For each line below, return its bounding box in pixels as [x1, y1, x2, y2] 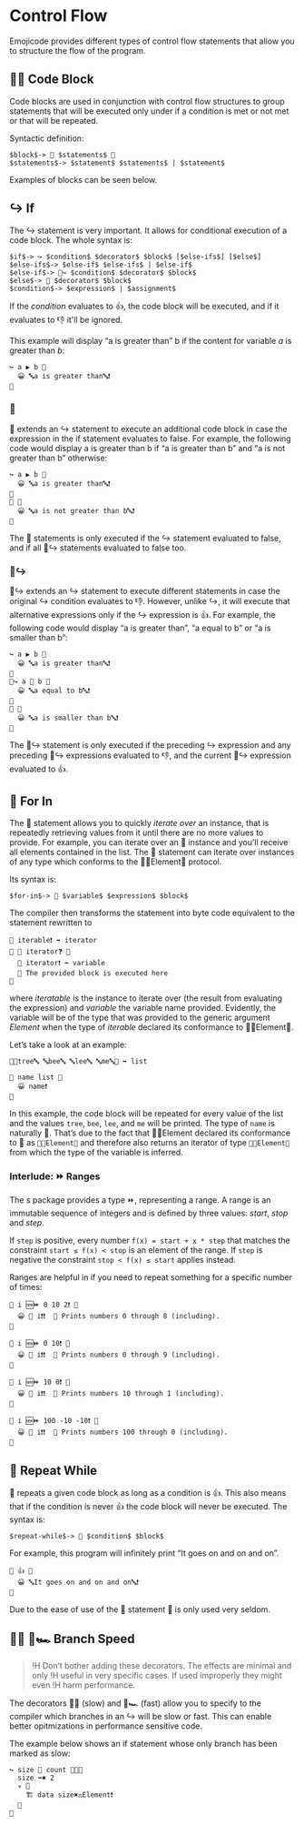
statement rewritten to [9, 916, 93, 928]
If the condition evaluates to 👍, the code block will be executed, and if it [9, 300, 279, 311]
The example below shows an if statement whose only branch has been [9, 1738, 279, 1749]
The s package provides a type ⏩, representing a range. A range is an [9, 1195, 271, 1206]
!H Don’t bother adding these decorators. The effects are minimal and [31, 1660, 292, 1670]
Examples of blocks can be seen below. [9, 174, 158, 185]
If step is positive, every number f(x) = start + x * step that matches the [9, 1235, 290, 1246]
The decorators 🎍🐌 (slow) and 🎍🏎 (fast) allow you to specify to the [9, 1698, 261, 1709]
